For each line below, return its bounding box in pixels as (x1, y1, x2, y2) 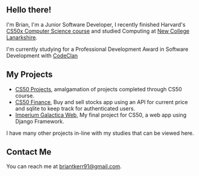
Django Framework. (15, 117, 65, 125)
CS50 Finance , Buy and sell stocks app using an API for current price (15, 98, 188, 105)
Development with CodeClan (6, 51, 78, 59)
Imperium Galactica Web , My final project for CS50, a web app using (15, 111, 187, 119)
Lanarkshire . (6, 33, 38, 41)
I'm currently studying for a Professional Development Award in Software (6, 45, 189, 53)
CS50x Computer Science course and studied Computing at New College (6, 27, 190, 34)
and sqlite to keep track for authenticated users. (15, 105, 135, 112)
